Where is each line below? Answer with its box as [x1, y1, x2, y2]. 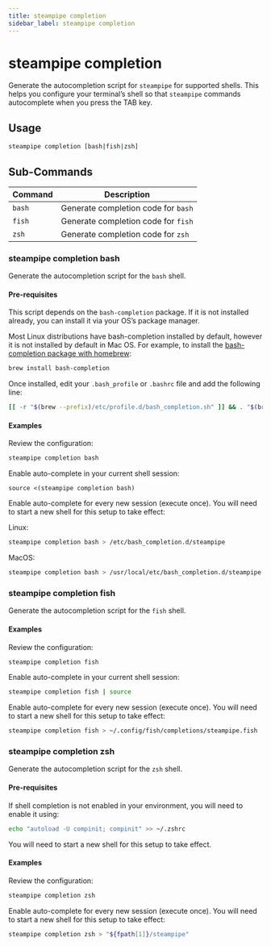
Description [104, 189, 151, 200]
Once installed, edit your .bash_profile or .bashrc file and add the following [8, 379, 261, 389]
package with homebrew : [47, 348, 131, 359]
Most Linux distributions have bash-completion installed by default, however [8, 331, 263, 341]
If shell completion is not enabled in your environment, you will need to [8, 800, 244, 811]
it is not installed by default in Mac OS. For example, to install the [8, 340, 223, 350]
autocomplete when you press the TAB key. [8, 98, 153, 107]
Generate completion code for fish [60, 215, 194, 227]
